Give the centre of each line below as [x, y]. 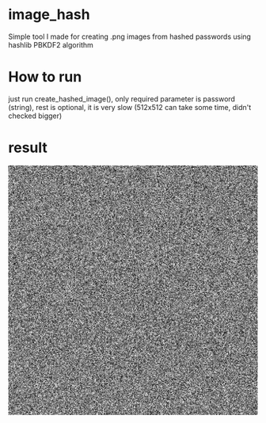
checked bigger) [35, 116]
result [28, 148]
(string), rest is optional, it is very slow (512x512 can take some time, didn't [130, 107]
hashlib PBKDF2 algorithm [51, 44]
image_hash [49, 15]
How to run [45, 77]
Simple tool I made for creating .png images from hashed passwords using [130, 36]
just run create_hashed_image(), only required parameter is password [122, 99]
